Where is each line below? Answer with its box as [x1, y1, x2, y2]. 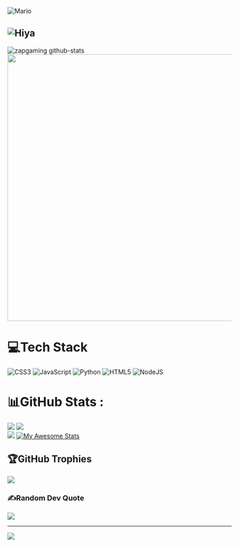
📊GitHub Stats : [7, 393, 105, 410]
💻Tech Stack [7, 339, 88, 355]
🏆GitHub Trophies [7, 453, 92, 465]
